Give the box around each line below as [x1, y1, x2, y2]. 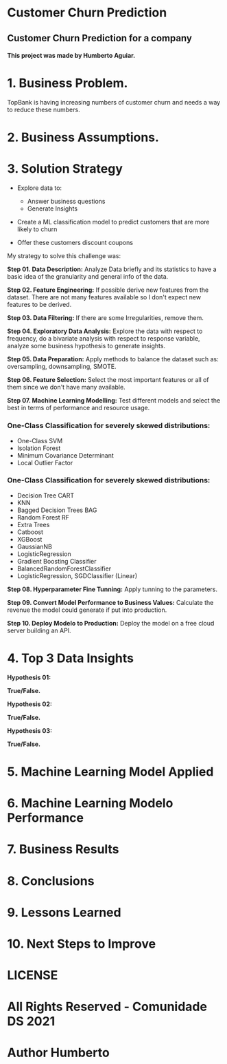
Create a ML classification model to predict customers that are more [16, 218, 210, 226]
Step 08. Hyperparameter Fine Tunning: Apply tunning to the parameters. [7, 585, 218, 593]
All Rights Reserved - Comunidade [7, 999, 208, 1014]
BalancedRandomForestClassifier [16, 564, 112, 573]
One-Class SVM [16, 436, 63, 445]
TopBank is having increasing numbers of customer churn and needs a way [7, 98, 221, 107]
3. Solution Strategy [7, 161, 123, 177]
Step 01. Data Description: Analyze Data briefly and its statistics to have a [7, 265, 217, 273]
